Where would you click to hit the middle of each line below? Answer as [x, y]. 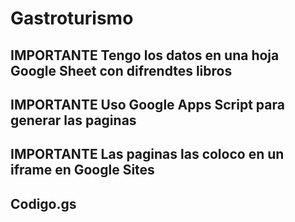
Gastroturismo [72, 18]
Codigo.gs [43, 203]
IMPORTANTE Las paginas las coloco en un [147, 154]
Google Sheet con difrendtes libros [121, 70]
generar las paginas [73, 120]
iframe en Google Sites [82, 170]
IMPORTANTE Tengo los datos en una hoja [145, 55]
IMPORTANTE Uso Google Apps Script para [147, 104]
